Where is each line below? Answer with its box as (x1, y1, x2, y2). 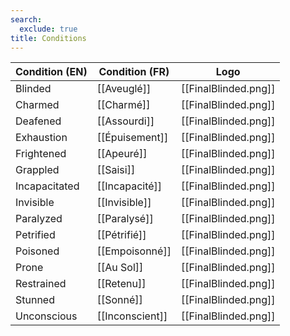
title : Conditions (10, 33, 87, 43)
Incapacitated (15, 179, 80, 193)
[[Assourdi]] (96, 114, 155, 128)
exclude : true (19, 24, 78, 34)
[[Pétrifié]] (96, 228, 147, 242)
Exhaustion (15, 131, 68, 145)
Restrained (15, 277, 67, 291)
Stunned (15, 293, 55, 307)
